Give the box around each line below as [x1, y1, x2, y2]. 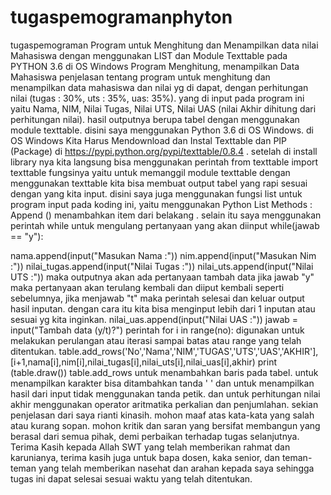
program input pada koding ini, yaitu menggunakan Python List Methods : [10, 198, 313, 210]
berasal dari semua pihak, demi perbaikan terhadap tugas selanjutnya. [10, 430, 300, 442]
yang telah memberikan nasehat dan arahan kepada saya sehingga [38, 462, 315, 474]
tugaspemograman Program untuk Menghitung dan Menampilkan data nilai [10, 39, 319, 51]
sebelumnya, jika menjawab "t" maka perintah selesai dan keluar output [10, 292, 305, 304]
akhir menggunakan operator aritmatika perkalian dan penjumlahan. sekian [10, 398, 319, 410]
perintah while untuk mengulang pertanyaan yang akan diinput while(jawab [10, 219, 320, 231]
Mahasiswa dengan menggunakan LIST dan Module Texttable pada [10, 49, 288, 61]
